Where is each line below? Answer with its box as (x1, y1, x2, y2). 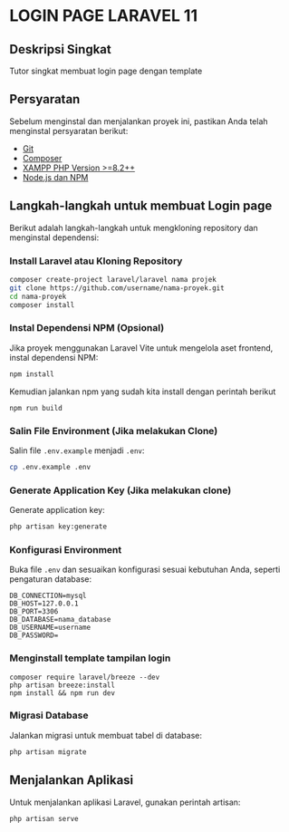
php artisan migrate (9, 747, 88, 757)
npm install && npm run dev (9, 688, 116, 698)
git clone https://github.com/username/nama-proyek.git (9, 283, 225, 293)
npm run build (9, 403, 63, 412)
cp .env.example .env (9, 462, 92, 471)
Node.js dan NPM (22, 171, 89, 182)
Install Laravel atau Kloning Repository (9, 255, 183, 267)
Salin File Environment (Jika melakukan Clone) (9, 424, 218, 437)
